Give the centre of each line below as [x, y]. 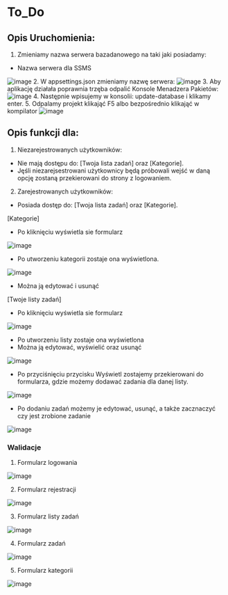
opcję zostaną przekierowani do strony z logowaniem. [94, 177]
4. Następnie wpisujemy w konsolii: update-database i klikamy [122, 96]
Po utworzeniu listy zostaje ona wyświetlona [80, 340]
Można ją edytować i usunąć [58, 285]
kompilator [23, 111]
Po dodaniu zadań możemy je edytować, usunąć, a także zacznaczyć [116, 408]
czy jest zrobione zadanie [54, 415]
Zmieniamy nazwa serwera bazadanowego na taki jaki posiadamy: [112, 54]
